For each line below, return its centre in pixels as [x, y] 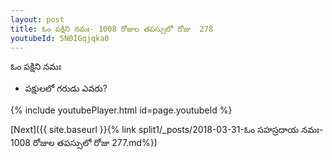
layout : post [37, 19]
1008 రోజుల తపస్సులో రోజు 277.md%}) [84, 143]
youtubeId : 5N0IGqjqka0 [60, 38]
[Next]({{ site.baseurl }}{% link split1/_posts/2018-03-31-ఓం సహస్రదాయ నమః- [167, 130]
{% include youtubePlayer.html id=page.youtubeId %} [121, 110]
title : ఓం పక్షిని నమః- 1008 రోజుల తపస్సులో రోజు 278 [112, 29]
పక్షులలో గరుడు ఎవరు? [66, 88]
